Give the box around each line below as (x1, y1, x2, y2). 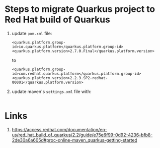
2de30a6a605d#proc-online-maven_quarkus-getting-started (11, 137, 138, 143)
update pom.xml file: (11, 30, 52, 36)
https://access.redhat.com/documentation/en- (11, 126, 107, 132)
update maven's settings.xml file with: (11, 88, 91, 95)
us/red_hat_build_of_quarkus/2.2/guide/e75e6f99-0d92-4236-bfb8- (11, 132, 153, 138)
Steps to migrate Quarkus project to (4, 3, 155, 15)
